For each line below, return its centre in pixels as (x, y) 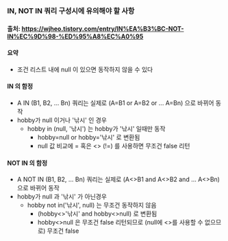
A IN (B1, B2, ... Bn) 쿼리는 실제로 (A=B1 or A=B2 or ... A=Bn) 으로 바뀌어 (115, 103)
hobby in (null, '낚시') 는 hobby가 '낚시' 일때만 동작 (96, 128)
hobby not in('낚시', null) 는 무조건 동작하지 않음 (92, 205)
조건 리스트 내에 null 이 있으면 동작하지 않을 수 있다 (85, 69)
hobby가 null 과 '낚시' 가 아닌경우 (62, 196)
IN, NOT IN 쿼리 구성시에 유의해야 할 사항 (71, 10)
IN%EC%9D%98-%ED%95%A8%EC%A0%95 (75, 36)
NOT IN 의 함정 (27, 163)
